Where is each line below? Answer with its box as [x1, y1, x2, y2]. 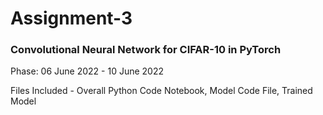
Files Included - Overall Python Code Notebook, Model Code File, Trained [10, 85, 313, 97]
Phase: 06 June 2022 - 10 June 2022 [10, 65, 165, 77]
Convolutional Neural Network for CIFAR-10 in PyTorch [10, 43, 282, 57]
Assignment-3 [10, 7, 133, 30]
